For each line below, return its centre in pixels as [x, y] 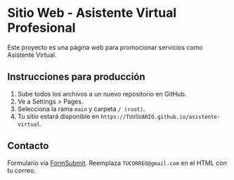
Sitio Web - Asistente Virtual [92, 13]
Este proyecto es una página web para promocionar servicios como [105, 47]
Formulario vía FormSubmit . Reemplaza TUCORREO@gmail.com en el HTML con [117, 162]
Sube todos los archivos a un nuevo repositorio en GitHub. [102, 94]
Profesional [41, 28]
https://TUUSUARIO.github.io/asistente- [161, 117]
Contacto [28, 146]
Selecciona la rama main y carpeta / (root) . [81, 109]
